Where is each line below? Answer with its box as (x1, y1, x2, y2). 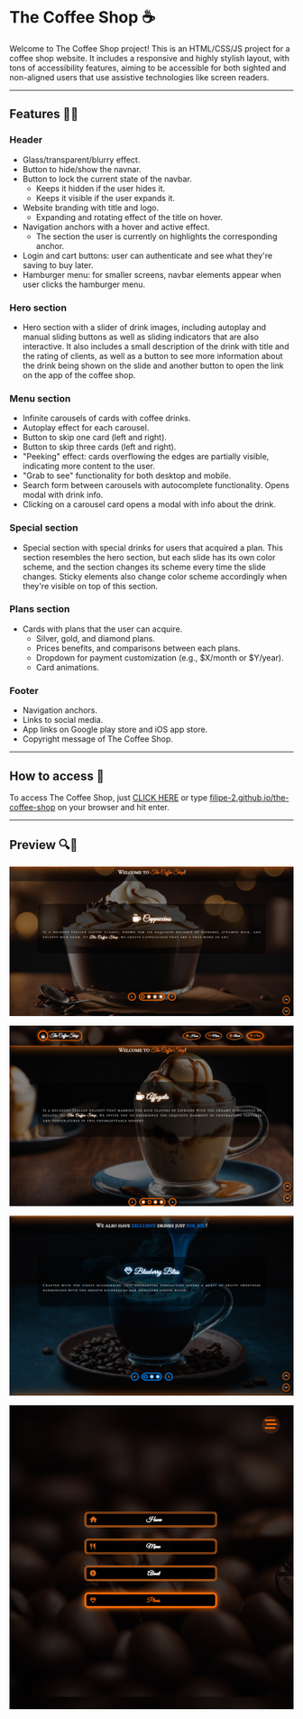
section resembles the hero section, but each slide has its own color (22, 551, 276, 562)
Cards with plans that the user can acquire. (22, 624, 183, 634)
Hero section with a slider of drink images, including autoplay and (22, 321, 267, 332)
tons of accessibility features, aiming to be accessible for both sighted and (9, 62, 287, 73)
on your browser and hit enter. (57, 801, 170, 812)
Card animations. (35, 661, 99, 672)
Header (9, 134, 43, 146)
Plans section (9, 603, 70, 615)
